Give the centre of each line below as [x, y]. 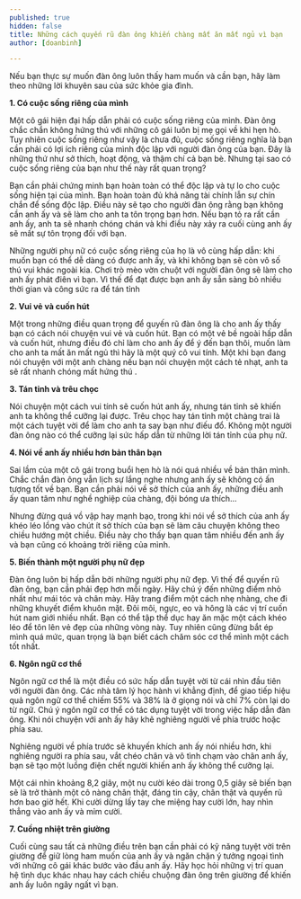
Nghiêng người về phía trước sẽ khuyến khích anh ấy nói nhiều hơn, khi [141, 746]
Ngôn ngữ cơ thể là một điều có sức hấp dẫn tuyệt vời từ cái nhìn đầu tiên [145, 681]
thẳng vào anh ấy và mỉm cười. [66, 812]
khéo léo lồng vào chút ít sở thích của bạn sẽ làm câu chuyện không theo [145, 526]
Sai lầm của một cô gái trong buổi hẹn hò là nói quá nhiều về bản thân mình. [150, 470]
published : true [40, 18]
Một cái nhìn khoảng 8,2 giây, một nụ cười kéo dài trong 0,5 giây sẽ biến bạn [150, 783]
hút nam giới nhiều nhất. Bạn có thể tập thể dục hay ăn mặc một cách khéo [148, 618]
